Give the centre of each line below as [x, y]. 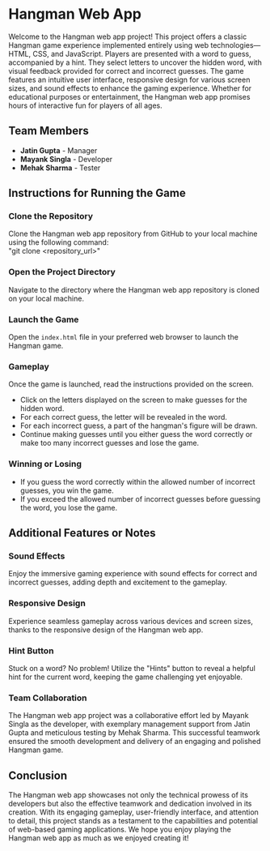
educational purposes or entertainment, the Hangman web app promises [129, 96]
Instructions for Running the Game [97, 193]
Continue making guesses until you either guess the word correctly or [136, 434]
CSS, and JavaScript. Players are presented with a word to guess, [142, 53]
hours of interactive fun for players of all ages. [86, 105]
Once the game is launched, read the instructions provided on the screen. [131, 384]
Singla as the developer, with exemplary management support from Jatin [129, 724]
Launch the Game [44, 319]
